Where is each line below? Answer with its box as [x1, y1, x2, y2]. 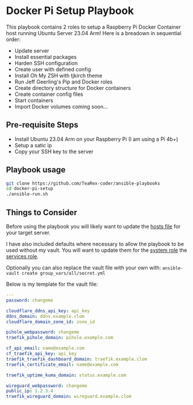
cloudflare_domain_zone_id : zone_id [6, 319, 95, 325]
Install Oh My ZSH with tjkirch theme [14, 72, 103, 79]
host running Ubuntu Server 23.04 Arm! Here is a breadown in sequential [6, 29, 182, 36]
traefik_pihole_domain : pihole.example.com [6, 335, 114, 341]
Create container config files [14, 91, 83, 98]
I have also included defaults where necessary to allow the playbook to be [6, 241, 184, 247]
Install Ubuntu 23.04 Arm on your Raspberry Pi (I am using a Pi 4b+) [14, 136, 178, 143]
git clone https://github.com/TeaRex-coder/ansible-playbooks [6, 180, 160, 186]
